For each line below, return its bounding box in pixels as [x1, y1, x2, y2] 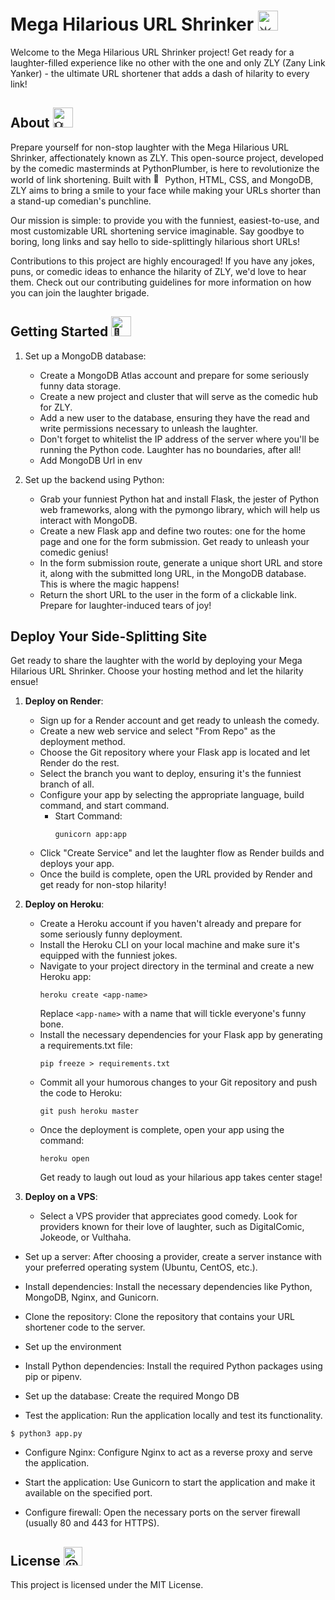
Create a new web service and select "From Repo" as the [39, 725, 276, 737]
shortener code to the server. [24, 1321, 146, 1334]
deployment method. [39, 736, 126, 748]
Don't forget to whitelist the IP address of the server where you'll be [39, 433, 320, 445]
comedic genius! [39, 546, 109, 558]
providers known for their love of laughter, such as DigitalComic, [39, 1221, 305, 1233]
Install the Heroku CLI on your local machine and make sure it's [39, 939, 300, 951]
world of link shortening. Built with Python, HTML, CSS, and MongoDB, [10, 173, 314, 185]
